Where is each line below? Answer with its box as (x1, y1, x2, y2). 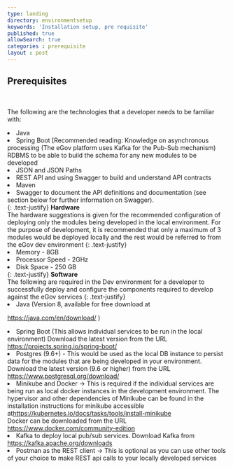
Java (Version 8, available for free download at (16, 299, 150, 308)
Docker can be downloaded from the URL (7, 416, 127, 425)
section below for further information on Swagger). (7, 196, 155, 204)
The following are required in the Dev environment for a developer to (7, 278, 205, 286)
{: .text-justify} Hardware (7, 203, 80, 211)
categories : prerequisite (7, 43, 86, 50)
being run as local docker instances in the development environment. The (7, 386, 220, 395)
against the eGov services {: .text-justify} (7, 292, 126, 301)
